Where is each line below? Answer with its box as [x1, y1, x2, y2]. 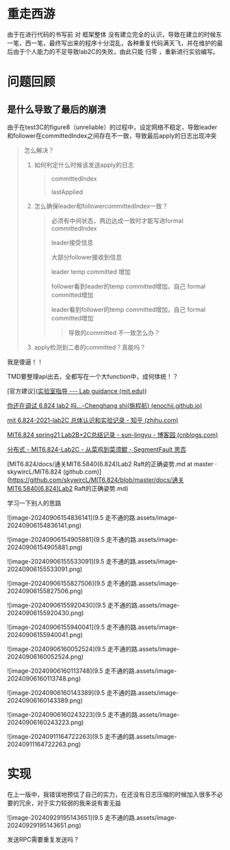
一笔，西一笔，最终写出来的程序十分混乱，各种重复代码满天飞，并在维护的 [7, 38, 217, 47]
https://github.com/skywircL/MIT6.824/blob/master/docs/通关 [9, 475, 185, 484]
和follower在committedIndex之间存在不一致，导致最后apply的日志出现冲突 [7, 131, 217, 139]
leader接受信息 [51, 238, 94, 246]
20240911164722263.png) [7, 739, 81, 748]
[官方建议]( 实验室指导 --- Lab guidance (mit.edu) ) [7, 387, 147, 395]
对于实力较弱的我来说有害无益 [36, 799, 121, 807]
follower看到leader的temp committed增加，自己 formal [51, 282, 206, 290]
